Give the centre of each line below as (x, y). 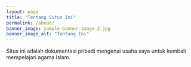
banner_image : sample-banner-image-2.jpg (58, 28)
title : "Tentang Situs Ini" (41, 17)
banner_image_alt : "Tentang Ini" (48, 34)
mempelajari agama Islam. (38, 57)
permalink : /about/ (30, 23)
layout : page (22, 12)
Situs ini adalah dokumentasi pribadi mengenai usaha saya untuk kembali (96, 51)
